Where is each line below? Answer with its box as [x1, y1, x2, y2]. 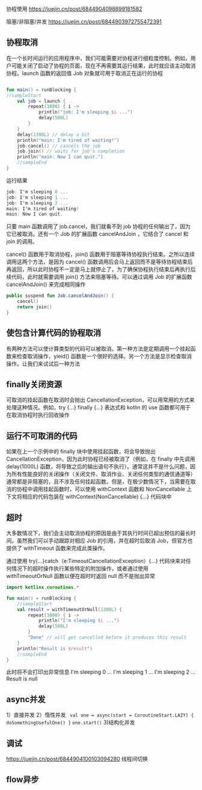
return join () [17, 304, 52, 310]
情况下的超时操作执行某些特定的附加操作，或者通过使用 [11, 565, 148, 572]
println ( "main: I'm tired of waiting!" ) [17, 137, 120, 143]
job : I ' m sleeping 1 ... [6, 194, 69, 201]
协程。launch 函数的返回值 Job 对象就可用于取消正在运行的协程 [6, 69, 164, 76]
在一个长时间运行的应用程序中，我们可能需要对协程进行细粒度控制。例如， [6, 54, 191, 61]
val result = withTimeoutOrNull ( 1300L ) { [17, 606, 122, 612]
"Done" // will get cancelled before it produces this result [28, 635, 187, 641]
